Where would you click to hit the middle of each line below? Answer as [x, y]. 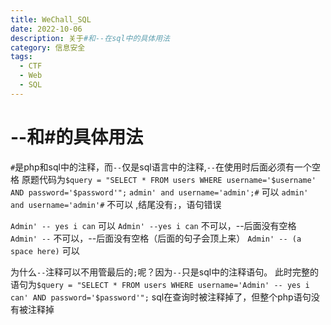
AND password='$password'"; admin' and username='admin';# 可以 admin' [159, 192]
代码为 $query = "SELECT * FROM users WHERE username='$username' [177, 179]
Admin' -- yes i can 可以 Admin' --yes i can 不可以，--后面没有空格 [153, 225]
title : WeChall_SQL [51, 19]
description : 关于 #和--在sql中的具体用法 [90, 38]
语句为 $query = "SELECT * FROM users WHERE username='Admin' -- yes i [160, 284]
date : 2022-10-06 [46, 29]
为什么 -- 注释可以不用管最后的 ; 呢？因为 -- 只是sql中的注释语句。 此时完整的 [165, 272]
